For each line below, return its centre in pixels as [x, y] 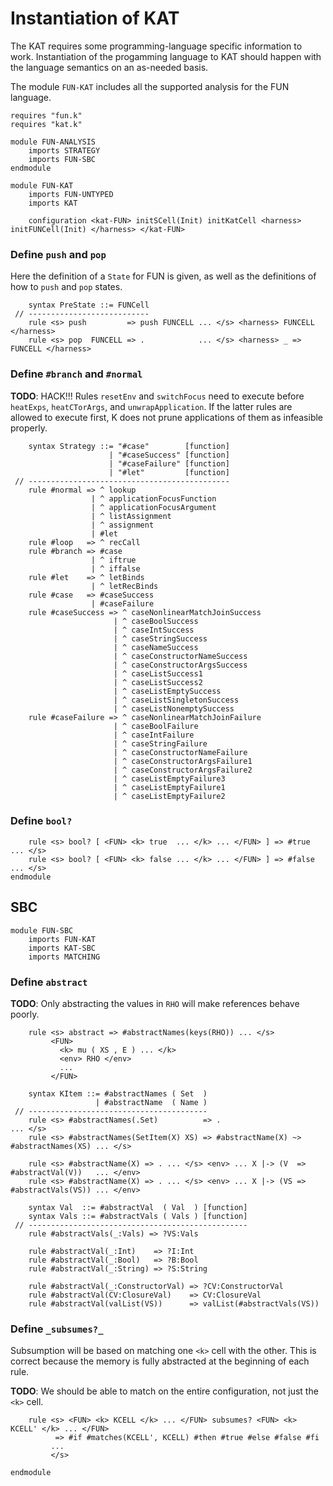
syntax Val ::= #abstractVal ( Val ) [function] [138, 1207]
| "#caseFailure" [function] [169, 463]
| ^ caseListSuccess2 [158, 682]
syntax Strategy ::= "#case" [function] [129, 446]
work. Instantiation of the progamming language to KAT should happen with [166, 56]
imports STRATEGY [64, 150]
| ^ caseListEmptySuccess [167, 691]
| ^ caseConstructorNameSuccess [180, 656]
